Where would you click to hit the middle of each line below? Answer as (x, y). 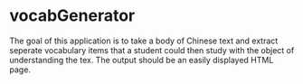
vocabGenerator (72, 16)
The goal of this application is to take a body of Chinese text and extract (144, 41)
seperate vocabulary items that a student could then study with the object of (152, 50)
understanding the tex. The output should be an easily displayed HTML (142, 60)
